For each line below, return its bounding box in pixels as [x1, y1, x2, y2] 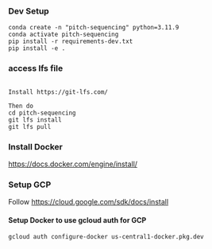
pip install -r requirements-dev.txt [8, 37, 133, 45]
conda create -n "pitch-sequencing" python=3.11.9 [8, 24, 179, 32]
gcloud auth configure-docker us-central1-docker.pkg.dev [8, 233, 204, 241]
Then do [8, 102, 34, 110]
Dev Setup [8, 6, 49, 17]
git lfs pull [8, 123, 52, 130]
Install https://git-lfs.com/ [8, 88, 109, 96]
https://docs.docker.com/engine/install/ [8, 159, 137, 169]
